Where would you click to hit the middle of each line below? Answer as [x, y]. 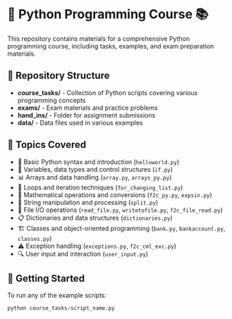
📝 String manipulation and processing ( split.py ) [88, 202]
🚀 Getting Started [46, 279]
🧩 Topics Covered [47, 145]
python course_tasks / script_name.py [61, 308]
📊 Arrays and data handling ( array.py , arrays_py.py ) [94, 177]
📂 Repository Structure [59, 76]
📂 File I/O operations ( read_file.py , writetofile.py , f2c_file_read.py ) [120, 210]
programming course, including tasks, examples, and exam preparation [111, 46]
